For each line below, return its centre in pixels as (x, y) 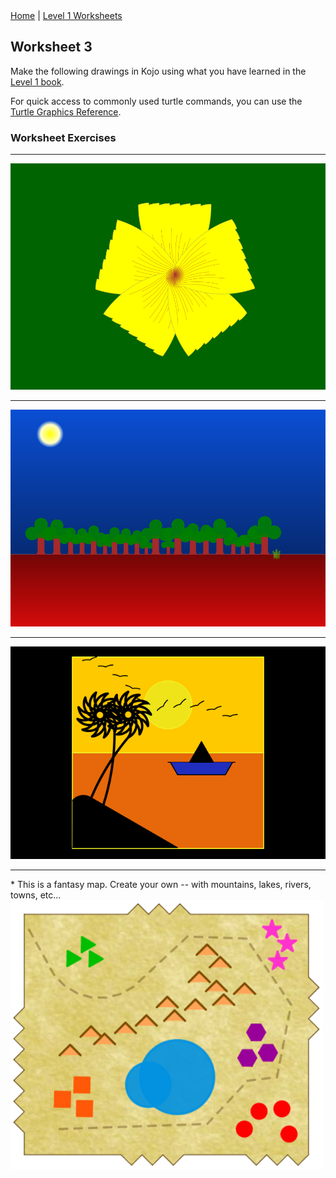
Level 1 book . (37, 81)
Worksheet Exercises (63, 137)
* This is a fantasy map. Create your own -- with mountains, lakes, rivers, (161, 884)
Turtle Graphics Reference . (66, 111)
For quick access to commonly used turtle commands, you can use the (156, 101)
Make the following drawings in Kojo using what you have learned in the (158, 71)
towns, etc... (36, 895)
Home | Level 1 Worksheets (66, 15)
